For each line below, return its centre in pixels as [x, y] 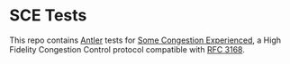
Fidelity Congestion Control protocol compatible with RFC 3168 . [127, 49]
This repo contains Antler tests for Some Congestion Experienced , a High [145, 40]
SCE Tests [48, 16]
